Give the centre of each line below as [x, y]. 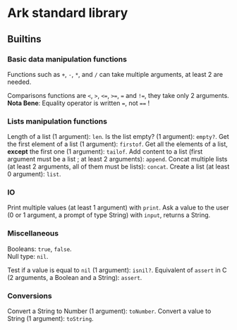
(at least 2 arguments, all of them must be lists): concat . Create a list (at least [119, 166]
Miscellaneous [33, 233]
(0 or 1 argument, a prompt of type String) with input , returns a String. [109, 215]
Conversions [30, 295]
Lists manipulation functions [57, 121]
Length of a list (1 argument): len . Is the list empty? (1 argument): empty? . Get [118, 137]
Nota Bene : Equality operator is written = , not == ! [79, 103]
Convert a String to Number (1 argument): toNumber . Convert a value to [109, 311]
